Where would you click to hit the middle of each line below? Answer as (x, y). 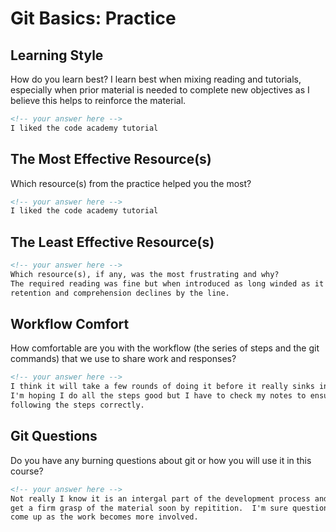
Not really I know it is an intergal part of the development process (160, 498)
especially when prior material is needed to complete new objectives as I (160, 90)
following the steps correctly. (77, 405)
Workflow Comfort (70, 324)
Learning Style (57, 55)
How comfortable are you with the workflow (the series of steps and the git (165, 348)
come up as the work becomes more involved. (104, 517)
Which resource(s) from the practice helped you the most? (131, 183)
